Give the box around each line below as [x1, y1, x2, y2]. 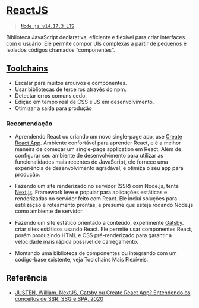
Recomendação [6, 120, 52, 128]
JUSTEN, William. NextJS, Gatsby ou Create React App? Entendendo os [14, 289, 191, 296]
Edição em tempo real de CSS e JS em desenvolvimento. [14, 98, 154, 105]
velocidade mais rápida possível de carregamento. [14, 238, 138, 246]
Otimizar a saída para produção [14, 105, 92, 112]
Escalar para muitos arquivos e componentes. [14, 79, 127, 86]
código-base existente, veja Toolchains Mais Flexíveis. [14, 256, 149, 263]
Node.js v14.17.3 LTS [20, 23, 74, 29]
